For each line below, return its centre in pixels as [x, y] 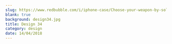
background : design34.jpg [33, 19]
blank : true [18, 15]
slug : [11, 10]
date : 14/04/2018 [24, 33]
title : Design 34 [24, 24]
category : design [24, 29]
